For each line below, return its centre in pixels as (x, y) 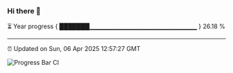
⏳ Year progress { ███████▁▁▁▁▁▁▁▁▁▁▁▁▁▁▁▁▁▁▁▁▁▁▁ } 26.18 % (116, 26)
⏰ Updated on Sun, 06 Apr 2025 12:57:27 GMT (74, 49)
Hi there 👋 (24, 11)
